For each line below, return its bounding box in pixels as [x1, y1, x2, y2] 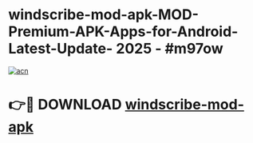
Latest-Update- [8, 40, 113, 58]
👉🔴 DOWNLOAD [8, 96, 122, 113]
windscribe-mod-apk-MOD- [8, 6, 200, 24]
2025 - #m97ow [115, 40, 223, 58]
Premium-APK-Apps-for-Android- [8, 22, 239, 41]
